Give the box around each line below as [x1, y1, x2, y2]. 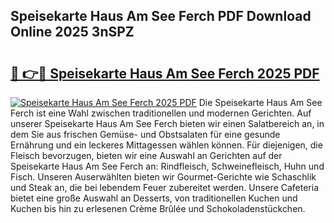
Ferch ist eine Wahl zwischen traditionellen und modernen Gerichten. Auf [10, 107, 312, 119]
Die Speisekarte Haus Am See [198, 97, 323, 108]
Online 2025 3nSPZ [10, 24, 135, 41]
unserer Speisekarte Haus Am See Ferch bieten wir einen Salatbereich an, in [10, 118, 325, 129]
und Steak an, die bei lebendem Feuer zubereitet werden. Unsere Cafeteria [10, 182, 320, 193]
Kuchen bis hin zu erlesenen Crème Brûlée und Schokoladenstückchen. [10, 203, 306, 214]
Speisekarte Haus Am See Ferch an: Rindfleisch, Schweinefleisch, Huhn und [10, 160, 325, 172]
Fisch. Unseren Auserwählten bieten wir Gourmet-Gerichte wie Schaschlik [10, 171, 317, 183]
